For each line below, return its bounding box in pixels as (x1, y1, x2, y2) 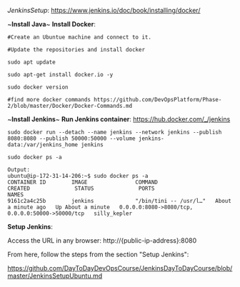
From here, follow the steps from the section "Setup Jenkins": (7, 250, 189, 258)
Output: (7, 166, 31, 173)
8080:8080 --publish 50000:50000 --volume (7, 135, 136, 142)
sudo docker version (7, 84, 69, 91)
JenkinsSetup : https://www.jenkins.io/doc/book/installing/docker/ (7, 6, 201, 14)
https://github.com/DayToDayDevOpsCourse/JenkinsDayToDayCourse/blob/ (7, 264, 233, 272)
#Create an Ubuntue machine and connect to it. (7, 34, 152, 41)
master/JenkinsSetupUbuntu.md (7, 271, 103, 280)
